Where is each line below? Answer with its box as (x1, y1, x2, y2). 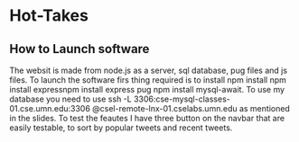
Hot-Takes (9, 5, 89, 26)
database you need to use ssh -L (9, 93, 133, 104)
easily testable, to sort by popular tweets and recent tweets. (9, 122, 233, 133)
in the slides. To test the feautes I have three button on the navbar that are (9, 113, 285, 123)
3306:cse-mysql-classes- (134, 93, 230, 104)
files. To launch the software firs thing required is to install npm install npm (9, 75, 287, 85)
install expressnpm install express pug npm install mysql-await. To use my (9, 84, 285, 94)
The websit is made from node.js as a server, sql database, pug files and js (9, 65, 287, 75)
